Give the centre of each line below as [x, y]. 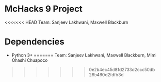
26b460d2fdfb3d [106, 75]
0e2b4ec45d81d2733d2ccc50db [122, 69]
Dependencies [34, 42]
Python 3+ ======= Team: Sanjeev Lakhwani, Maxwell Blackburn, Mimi [84, 55]
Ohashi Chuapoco [30, 60]
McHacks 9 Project [44, 9]
